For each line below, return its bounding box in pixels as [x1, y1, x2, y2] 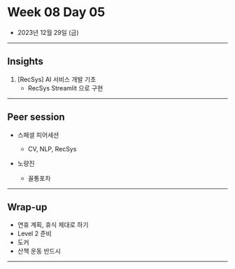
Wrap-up [7, 201, 48, 213]
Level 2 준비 [17, 229, 52, 238]
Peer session [7, 111, 65, 123]
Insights [7, 55, 44, 67]
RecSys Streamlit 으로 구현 [27, 83, 104, 92]
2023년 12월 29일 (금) [17, 28, 79, 36]
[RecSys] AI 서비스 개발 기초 [17, 75, 97, 83]
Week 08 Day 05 [7, 4, 106, 20]
